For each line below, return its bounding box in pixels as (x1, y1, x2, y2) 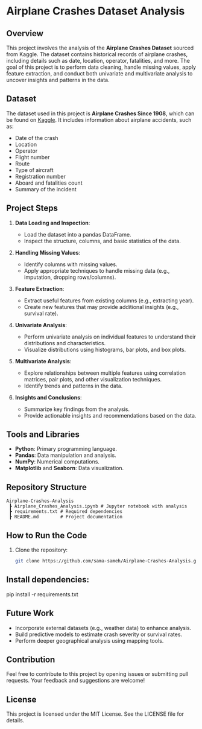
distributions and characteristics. (24, 339, 106, 346)
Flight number (14, 153, 50, 161)
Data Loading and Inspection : (14, 219, 90, 226)
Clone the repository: (14, 546, 68, 553)
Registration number (14, 173, 66, 180)
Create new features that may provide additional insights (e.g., (24, 303, 179, 310)
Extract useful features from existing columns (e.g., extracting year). (24, 297, 194, 304)
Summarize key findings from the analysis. (24, 406, 130, 413)
